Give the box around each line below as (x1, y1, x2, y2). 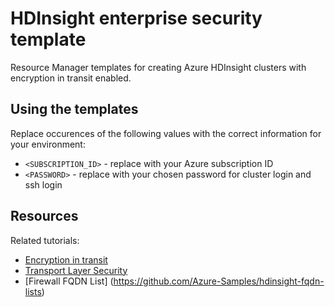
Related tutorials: (10, 234, 80, 246)
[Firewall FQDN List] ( (24, 275, 114, 287)
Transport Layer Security (24, 264, 128, 276)
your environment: (10, 138, 86, 150)
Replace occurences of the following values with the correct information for (10, 127, 322, 139)
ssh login (24, 178, 63, 191)
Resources (10, 208, 79, 225)
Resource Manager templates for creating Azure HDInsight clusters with (10, 61, 307, 73)
